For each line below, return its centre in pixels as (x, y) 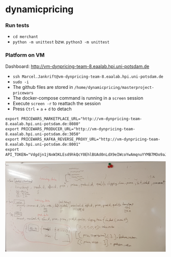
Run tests (17, 26)
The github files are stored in (43, 87)
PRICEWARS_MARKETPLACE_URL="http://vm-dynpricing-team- (82, 119)
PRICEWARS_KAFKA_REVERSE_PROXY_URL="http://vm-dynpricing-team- (91, 139)
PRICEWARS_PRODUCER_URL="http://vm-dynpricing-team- (78, 129)
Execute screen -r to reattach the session (56, 103)
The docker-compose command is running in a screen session (78, 98)
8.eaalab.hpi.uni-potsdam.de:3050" (43, 134)
